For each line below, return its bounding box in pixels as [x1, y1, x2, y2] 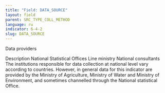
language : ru [5, 22, 33, 27]
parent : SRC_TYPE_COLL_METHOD [5, 17, 70, 22]
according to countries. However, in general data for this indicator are [5, 66, 153, 72]
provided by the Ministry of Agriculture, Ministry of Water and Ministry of [5, 72, 160, 78]
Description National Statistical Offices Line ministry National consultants [5, 55, 160, 62]
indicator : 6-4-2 [5, 27, 43, 32]
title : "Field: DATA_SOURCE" [5, 7, 68, 13]
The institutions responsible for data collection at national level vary [5, 61, 149, 67]
